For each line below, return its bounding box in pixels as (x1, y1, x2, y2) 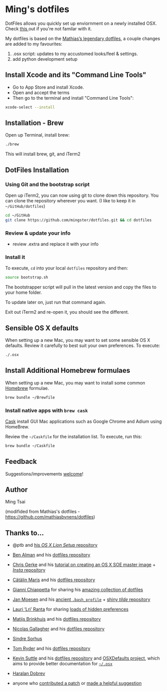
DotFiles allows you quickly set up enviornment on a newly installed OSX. (5, 20, 157, 26)
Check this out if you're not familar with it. (5, 25, 92, 31)
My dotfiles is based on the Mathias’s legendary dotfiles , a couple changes (5, 35, 160, 41)
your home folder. (5, 289, 42, 295)
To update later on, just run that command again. (5, 299, 106, 306)
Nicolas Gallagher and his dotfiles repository (12, 626, 105, 632)
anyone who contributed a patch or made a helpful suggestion (12, 680, 142, 686)
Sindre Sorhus (12, 636, 42, 642)
